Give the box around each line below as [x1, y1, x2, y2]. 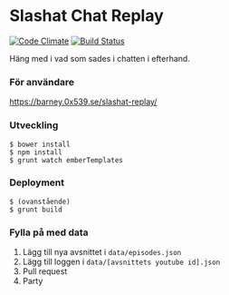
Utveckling [9, 119, 59, 132]
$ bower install [9, 140, 71, 149]
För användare [9, 75, 75, 88]
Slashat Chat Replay [9, 5, 165, 26]
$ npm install [9, 147, 63, 157]
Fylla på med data [9, 226, 89, 239]
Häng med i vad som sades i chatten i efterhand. [9, 53, 190, 64]
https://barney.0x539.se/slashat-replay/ [9, 96, 157, 107]
